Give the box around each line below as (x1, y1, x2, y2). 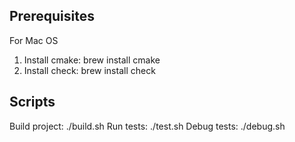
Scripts (9, 94, 56, 111)
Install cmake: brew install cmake (23, 54, 161, 66)
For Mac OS (9, 34, 59, 46)
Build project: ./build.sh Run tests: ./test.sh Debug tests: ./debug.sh (9, 120, 286, 132)
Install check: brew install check (23, 64, 156, 76)
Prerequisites (9, 8, 95, 25)
